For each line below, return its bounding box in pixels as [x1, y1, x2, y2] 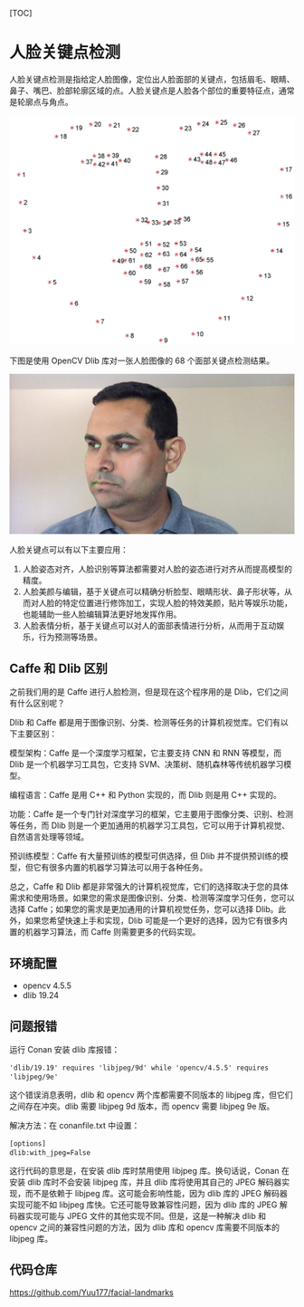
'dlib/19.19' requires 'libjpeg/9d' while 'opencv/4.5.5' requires [9, 1063, 270, 1072]
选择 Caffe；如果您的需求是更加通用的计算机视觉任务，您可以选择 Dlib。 [9, 904, 279, 915]
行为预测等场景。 [38, 631, 102, 642]
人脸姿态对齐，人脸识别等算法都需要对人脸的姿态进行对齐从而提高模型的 [22, 563, 292, 574]
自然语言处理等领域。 [9, 831, 89, 842]
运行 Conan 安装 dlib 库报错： [9, 1043, 120, 1054]
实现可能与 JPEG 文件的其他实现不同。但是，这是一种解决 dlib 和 [24, 1210, 267, 1221]
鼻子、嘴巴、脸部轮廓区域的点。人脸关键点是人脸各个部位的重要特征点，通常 [9, 85, 295, 96]
